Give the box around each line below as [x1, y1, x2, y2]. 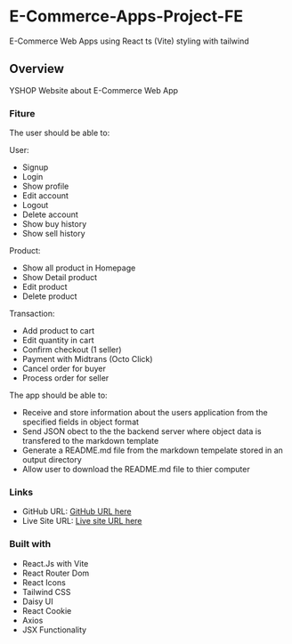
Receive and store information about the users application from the [21, 407, 269, 418]
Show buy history [21, 219, 87, 229]
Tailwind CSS [21, 586, 71, 597]
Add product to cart [21, 326, 95, 336]
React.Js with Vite [21, 558, 89, 568]
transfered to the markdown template [21, 436, 159, 447]
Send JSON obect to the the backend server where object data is [21, 426, 262, 437]
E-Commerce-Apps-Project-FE [9, 6, 243, 27]
